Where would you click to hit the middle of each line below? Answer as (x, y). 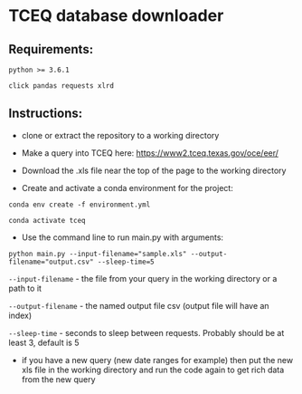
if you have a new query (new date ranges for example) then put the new (157, 360)
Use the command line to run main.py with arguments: (122, 237)
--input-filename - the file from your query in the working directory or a (143, 278)
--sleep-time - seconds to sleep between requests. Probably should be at (146, 332)
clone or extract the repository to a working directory (120, 135)
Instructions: (46, 114)
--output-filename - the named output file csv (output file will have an (139, 305)
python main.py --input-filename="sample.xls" (98, 254)
